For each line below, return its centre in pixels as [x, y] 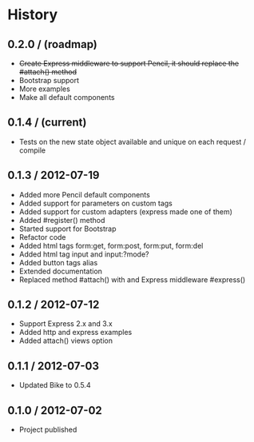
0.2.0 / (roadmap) [52, 44]
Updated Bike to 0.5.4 [55, 385]
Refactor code [42, 237]
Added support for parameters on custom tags [95, 203]
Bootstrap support [49, 80]
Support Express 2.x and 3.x [65, 324]
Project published [48, 430]
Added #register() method [62, 220]
